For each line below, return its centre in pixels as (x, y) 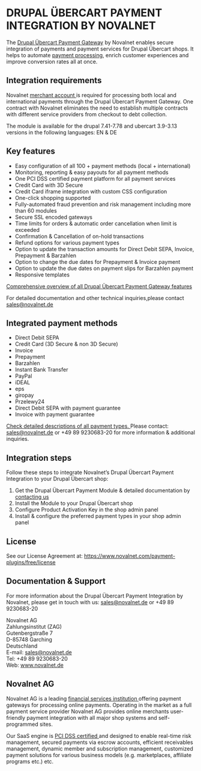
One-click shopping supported (53, 198)
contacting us (32, 497)
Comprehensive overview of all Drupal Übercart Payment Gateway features (99, 286)
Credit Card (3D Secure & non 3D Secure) (66, 344)
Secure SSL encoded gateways (54, 217)
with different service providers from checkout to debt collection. (87, 114)
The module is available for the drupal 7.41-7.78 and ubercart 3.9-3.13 (92, 126)
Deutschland (22, 646)
